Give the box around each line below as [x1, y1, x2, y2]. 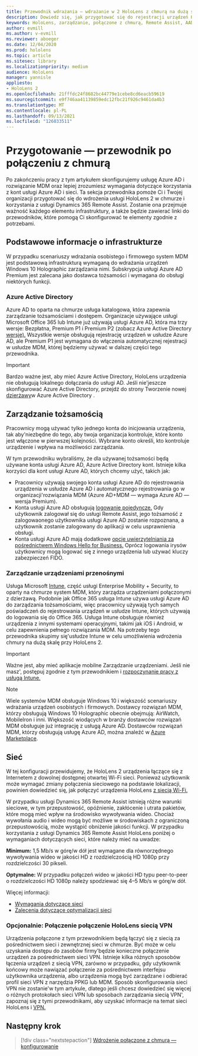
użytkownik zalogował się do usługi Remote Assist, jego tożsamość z [14, 510, 183, 517]
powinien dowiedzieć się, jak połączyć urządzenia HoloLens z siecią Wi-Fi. [6, 787, 188, 794]
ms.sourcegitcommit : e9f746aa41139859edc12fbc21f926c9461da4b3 [6, 96, 165, 102]
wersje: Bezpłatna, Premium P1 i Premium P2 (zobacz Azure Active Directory [6, 325, 192, 332]
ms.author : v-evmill [6, 31, 57, 37]
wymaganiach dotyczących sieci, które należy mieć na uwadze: [6, 836, 161, 843]
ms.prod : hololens [6, 47, 51, 53]
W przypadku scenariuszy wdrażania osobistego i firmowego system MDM [6, 252, 189, 260]
